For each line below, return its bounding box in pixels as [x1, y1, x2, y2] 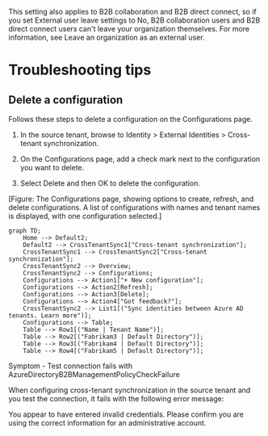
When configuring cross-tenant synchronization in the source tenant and [8, 385, 251, 395]
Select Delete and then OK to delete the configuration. [19, 178, 200, 188]
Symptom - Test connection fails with [8, 361, 133, 371]
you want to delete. [19, 163, 85, 172]
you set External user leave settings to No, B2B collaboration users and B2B [8, 15, 261, 25]
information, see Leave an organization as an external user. [8, 32, 205, 42]
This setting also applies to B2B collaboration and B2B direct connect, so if [8, 7, 257, 16]
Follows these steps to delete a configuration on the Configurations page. [8, 115, 253, 124]
